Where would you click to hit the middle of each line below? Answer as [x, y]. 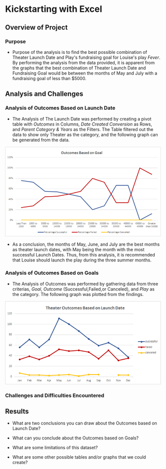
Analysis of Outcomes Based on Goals [52, 273]
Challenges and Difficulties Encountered [55, 395]
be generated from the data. [41, 140]
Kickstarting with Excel [54, 9]
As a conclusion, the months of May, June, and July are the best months [86, 244]
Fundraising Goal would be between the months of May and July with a [85, 73]
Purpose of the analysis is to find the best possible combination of [80, 52]
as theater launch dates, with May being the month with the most [78, 250]
